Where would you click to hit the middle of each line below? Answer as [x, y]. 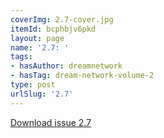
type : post [33, 85]
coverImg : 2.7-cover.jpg [62, 19]
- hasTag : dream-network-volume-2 [82, 76]
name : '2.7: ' [40, 47]
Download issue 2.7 [51, 122]
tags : [21, 57]
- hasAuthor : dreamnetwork [66, 66]
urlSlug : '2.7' [42, 94]
